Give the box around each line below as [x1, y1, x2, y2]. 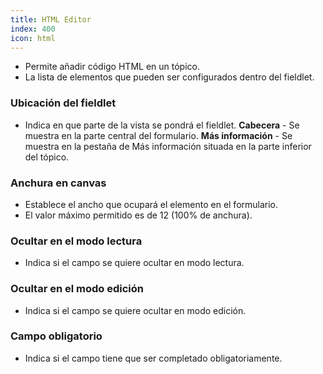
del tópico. [24, 151, 70, 163]
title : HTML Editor [10, 14, 92, 25]
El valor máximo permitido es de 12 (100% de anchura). [24, 209, 253, 221]
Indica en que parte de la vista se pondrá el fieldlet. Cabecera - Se [24, 119, 300, 131]
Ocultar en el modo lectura [10, 234, 143, 248]
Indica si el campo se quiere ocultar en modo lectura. [24, 257, 245, 269]
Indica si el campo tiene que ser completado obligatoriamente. [24, 352, 283, 364]
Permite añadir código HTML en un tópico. [24, 61, 200, 73]
